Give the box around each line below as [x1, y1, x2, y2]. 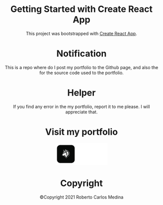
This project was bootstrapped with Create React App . [26, 30, 137, 36]
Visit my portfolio [45, 126, 118, 137]
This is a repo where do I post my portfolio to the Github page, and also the [4, 64, 159, 70]
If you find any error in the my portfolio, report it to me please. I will [12, 103, 151, 109]
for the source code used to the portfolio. [39, 70, 124, 76]
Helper [67, 87, 96, 99]
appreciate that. [65, 108, 98, 115]
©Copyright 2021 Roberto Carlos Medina [39, 194, 124, 200]
